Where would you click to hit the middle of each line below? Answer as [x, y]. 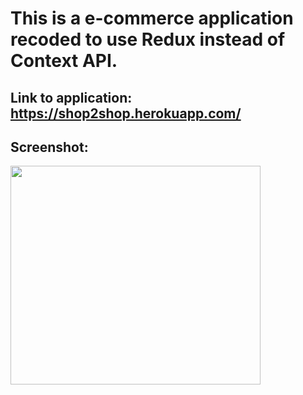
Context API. [64, 61]
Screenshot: [49, 147]
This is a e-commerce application [152, 18]
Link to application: [71, 97]
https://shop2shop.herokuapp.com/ [126, 113]
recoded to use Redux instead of [148, 39]
